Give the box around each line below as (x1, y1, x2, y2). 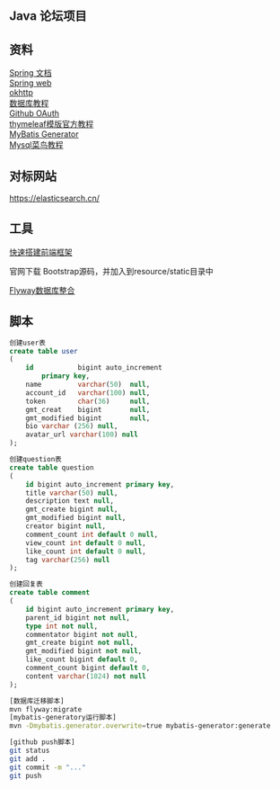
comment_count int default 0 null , (25, 530, 159, 539)
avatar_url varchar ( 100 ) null (25, 430, 139, 439)
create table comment (9, 588, 91, 597)
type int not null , (25, 622, 99, 631)
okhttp (9, 87, 34, 98)
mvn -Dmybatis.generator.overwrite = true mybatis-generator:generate (9, 722, 271, 731)
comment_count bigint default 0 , (25, 664, 151, 673)
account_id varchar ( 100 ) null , (25, 388, 151, 398)
